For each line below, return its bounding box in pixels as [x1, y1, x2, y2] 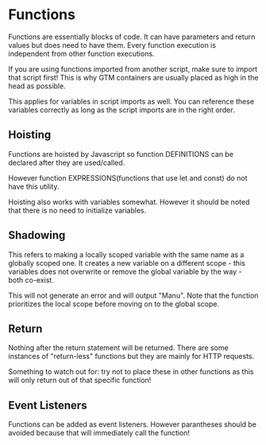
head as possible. [8, 81, 66, 91]
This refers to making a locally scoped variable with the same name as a [8, 249, 245, 260]
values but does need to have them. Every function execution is [8, 40, 217, 49]
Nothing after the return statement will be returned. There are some [8, 343, 229, 353]
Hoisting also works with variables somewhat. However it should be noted [8, 197, 250, 206]
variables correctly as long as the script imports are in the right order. [8, 105, 236, 115]
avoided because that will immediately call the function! [8, 428, 191, 438]
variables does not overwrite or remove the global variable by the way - [8, 267, 242, 276]
